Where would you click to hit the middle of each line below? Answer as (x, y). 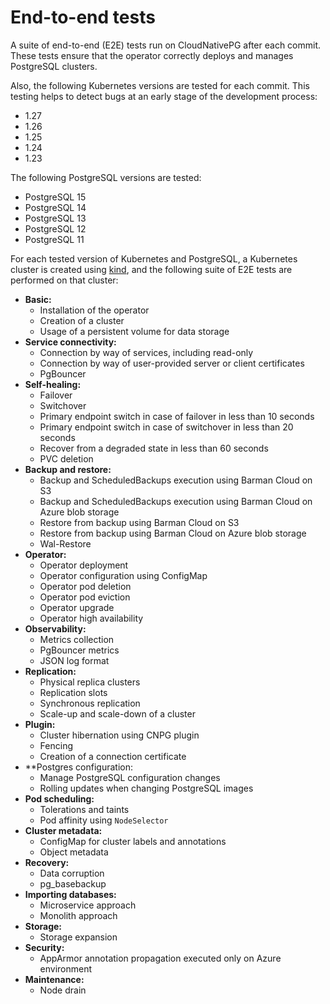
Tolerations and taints (84, 809)
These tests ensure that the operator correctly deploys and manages (152, 55)
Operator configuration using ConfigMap (123, 575)
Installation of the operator (94, 310)
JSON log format (74, 660)
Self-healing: (53, 384)
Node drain (63, 990)
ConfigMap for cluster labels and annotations (133, 841)
